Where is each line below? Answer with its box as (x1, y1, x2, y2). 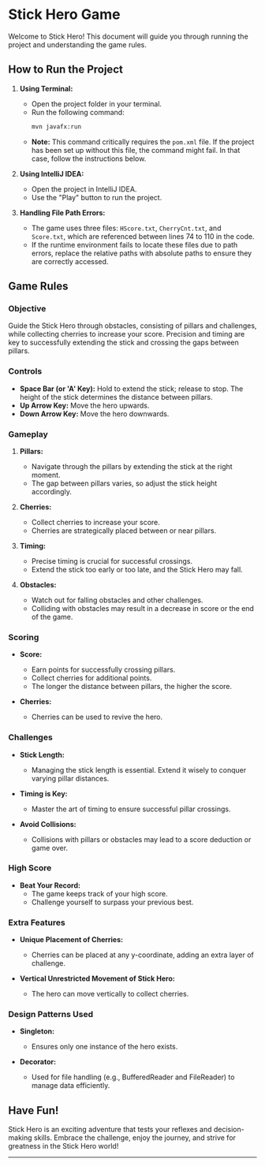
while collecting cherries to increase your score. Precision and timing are (8, 330, 245, 339)
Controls (8, 366, 43, 377)
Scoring (8, 631, 39, 643)
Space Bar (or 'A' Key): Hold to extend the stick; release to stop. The (19, 384, 244, 393)
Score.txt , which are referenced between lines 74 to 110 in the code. (31, 231, 255, 241)
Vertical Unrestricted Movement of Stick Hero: (19, 974, 175, 983)
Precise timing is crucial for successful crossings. (31, 556, 193, 565)
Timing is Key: (19, 788, 69, 798)
